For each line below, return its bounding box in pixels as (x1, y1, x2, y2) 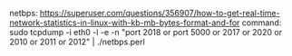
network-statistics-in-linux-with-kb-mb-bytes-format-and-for (9, 17, 240, 28)
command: (241, 17, 282, 28)
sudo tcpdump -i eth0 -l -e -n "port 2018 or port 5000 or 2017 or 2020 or (9, 27, 283, 37)
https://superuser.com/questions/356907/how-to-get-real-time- (39, 8, 280, 18)
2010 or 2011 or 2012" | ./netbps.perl (9, 36, 145, 47)
